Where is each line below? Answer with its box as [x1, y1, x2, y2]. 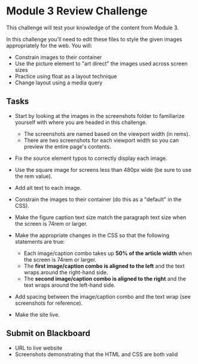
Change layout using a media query [14, 79, 103, 86]
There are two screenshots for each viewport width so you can [23, 136, 179, 144]
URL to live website [14, 344, 63, 351]
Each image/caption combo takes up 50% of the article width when [23, 250, 193, 257]
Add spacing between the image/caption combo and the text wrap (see [14, 293, 191, 300]
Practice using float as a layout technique [14, 72, 117, 80]
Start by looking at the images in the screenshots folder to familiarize [14, 112, 185, 119]
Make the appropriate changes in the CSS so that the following [14, 232, 169, 239]
